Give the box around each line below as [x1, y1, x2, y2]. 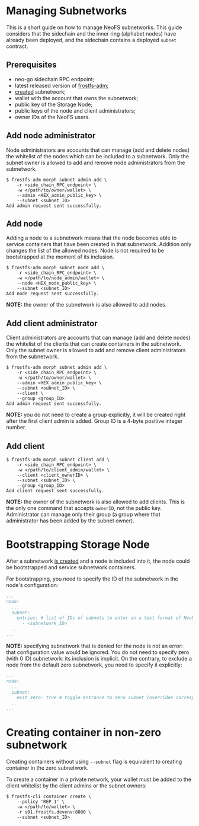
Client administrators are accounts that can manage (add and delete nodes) [6, 334, 191, 342]
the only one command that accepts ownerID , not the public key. [6, 505, 162, 511]
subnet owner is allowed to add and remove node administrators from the [6, 159, 185, 166]
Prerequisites [6, 60, 57, 70]
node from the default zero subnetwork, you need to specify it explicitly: [6, 661, 182, 668]
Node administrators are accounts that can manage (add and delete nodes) [6, 146, 190, 154]
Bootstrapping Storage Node [6, 538, 150, 551]
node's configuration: [6, 581, 59, 588]
